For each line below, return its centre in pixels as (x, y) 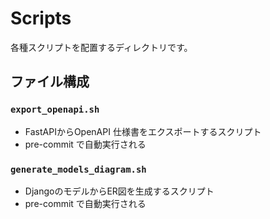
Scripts (41, 18)
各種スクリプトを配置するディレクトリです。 (101, 47)
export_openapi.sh (55, 110)
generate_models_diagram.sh (78, 169)
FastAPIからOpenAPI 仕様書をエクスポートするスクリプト (143, 131)
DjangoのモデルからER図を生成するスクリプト (119, 191)
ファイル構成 (50, 82)
